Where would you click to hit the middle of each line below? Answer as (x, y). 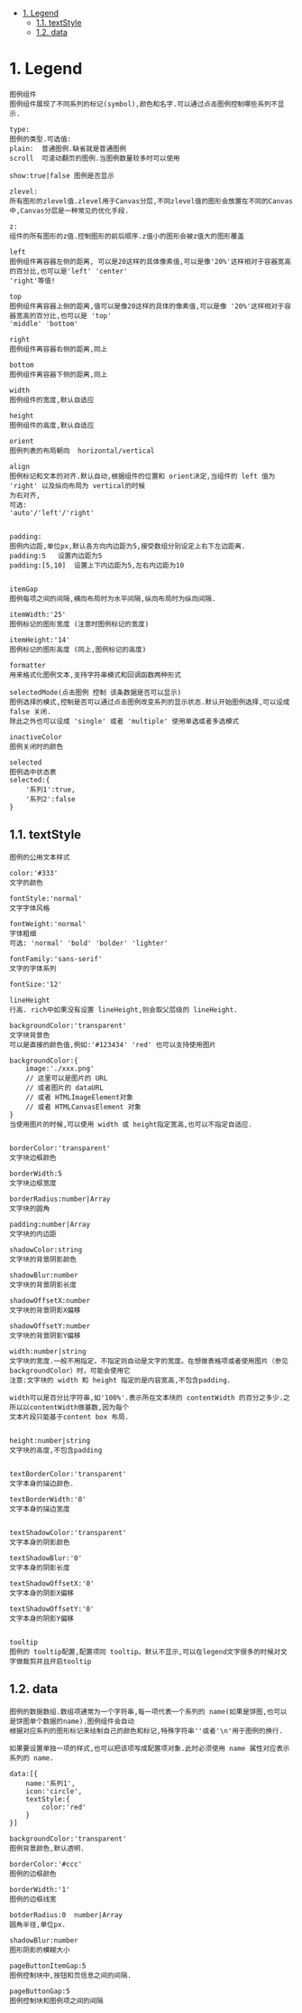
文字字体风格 (30, 908)
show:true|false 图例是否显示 (62, 175)
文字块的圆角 (30, 1208)
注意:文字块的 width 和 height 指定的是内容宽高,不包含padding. (120, 1380)
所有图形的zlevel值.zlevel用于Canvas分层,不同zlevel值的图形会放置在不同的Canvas (151, 201)
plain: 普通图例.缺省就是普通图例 (68, 148)
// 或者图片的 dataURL (64, 1088)
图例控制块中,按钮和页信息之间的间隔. (71, 1975)
